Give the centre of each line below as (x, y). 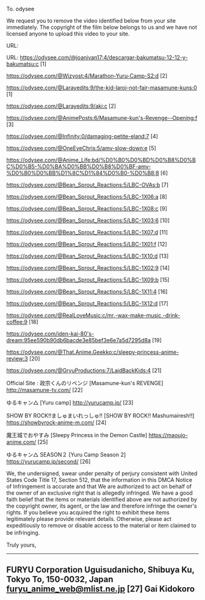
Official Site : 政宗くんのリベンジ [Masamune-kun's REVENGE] (85, 383)
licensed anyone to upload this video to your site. (68, 34)
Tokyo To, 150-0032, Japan (60, 579)
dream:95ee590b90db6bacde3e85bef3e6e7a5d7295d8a (79, 340)
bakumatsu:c (23, 64)
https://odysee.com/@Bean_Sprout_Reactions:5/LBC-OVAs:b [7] (88, 185)
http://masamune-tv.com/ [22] (45, 390)
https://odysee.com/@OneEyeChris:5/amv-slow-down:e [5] (81, 148)
